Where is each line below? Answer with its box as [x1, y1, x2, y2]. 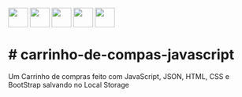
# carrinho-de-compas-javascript [8, 46, 235, 64]
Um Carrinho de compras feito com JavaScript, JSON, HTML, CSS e [8, 71, 230, 81]
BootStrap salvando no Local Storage [8, 80, 130, 89]
